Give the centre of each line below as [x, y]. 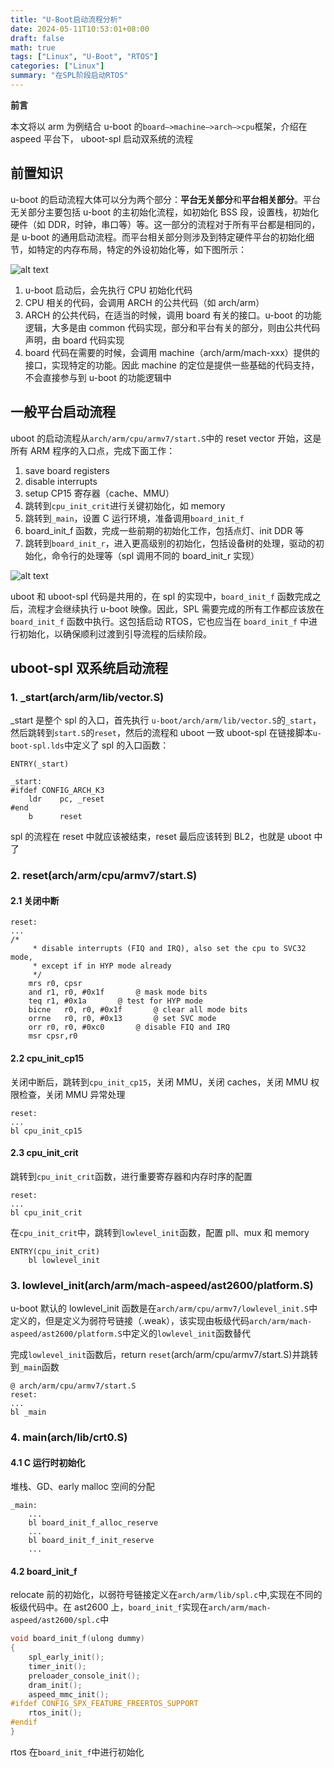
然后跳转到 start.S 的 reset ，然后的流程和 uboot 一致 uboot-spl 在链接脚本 [161, 733]
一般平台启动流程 [63, 412]
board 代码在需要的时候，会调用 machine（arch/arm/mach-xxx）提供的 [172, 352]
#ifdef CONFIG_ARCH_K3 [57, 791]
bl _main [28, 1412]
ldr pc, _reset [66, 799]
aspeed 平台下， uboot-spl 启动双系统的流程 [102, 138]
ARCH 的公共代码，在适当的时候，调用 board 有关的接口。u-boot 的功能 [173, 315]
